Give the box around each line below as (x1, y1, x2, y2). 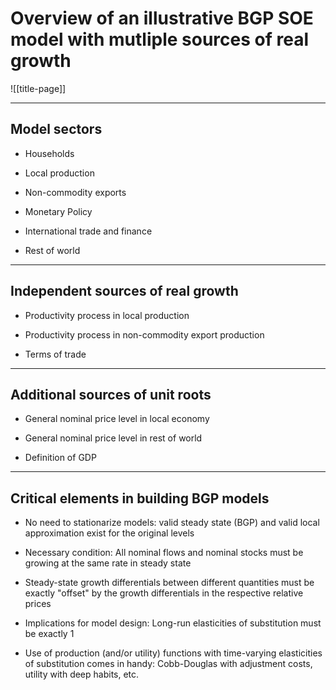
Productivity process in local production (24, 309, 190, 321)
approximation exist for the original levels (24, 527, 195, 539)
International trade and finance (24, 225, 153, 237)
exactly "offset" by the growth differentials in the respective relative (24, 587, 304, 599)
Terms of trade (24, 348, 87, 360)
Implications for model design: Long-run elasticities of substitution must (24, 617, 322, 629)
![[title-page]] (10, 82, 67, 94)
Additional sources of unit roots (10, 386, 212, 403)
